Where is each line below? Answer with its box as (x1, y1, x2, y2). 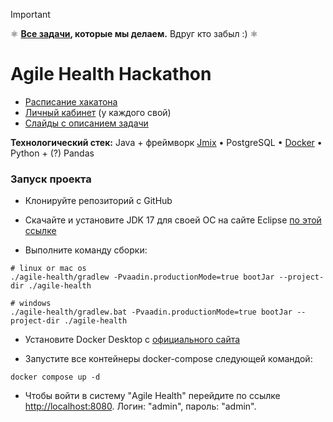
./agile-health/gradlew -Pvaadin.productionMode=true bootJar (10, 272, 275, 283)
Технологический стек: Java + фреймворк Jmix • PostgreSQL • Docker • (10, 136, 323, 148)
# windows (10, 299, 52, 309)
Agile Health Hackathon (10, 63, 212, 86)
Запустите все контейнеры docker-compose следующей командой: (24, 353, 313, 365)
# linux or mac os (10, 264, 87, 274)
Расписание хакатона (24, 95, 118, 108)
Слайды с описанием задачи (24, 117, 149, 129)
